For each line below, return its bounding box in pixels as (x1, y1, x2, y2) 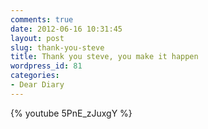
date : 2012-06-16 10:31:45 (10, 24, 123, 34)
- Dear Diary (10, 80, 65, 90)
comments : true (10, 14, 74, 25)
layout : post (10, 33, 65, 43)
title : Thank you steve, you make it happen (10, 52, 199, 62)
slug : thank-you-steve (10, 42, 105, 53)
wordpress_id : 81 (10, 61, 83, 71)
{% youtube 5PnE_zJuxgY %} (10, 107, 133, 119)
